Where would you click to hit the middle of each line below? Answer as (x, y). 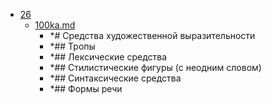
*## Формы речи (86, 88)
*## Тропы (72, 46)
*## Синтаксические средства (115, 78)
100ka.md (55, 25)
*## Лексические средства (108, 57)
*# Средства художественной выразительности (152, 35)
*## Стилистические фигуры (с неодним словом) (155, 67)
